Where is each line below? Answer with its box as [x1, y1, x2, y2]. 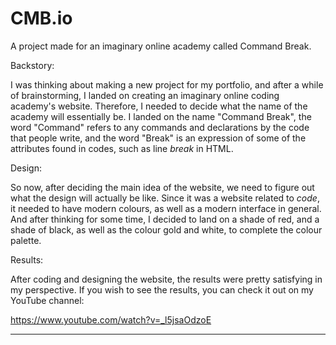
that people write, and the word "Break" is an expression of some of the [10, 132, 307, 144]
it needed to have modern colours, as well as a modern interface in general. [10, 202, 322, 214]
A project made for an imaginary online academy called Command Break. [10, 40, 312, 52]
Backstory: [10, 59, 55, 71]
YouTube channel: [10, 294, 85, 306]
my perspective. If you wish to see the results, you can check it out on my [10, 283, 314, 296]
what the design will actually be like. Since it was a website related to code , [10, 192, 320, 204]
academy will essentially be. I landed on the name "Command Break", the [10, 110, 312, 122]
